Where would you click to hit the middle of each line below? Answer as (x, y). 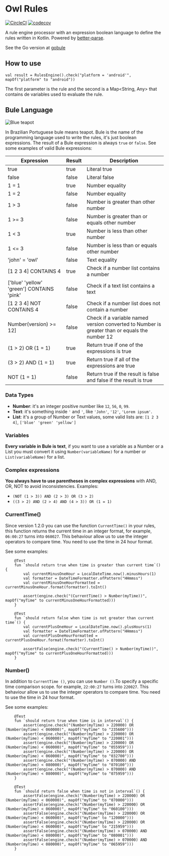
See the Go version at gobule (35, 47)
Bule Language (29, 110)
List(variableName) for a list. (35, 457)
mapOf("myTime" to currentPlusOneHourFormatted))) (59, 653)
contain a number (107, 310)
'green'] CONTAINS (31, 289)
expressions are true (111, 365)
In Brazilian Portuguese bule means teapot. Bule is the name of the (74, 132)
